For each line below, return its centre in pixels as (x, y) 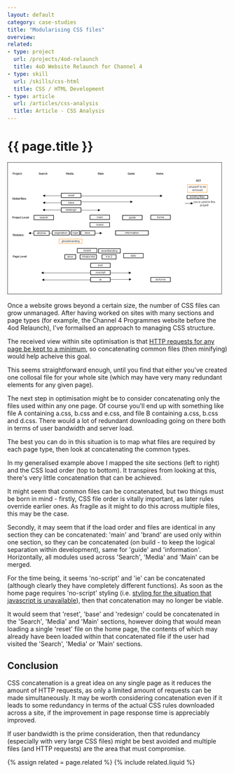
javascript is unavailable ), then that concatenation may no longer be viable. (115, 600)
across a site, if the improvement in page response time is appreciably (109, 713)
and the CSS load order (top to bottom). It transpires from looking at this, (112, 470)
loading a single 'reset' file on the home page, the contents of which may (112, 629)
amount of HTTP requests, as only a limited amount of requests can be (109, 690)
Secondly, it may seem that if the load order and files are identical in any (111, 527)
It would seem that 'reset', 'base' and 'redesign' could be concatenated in (113, 614)
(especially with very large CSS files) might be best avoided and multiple (112, 741)
